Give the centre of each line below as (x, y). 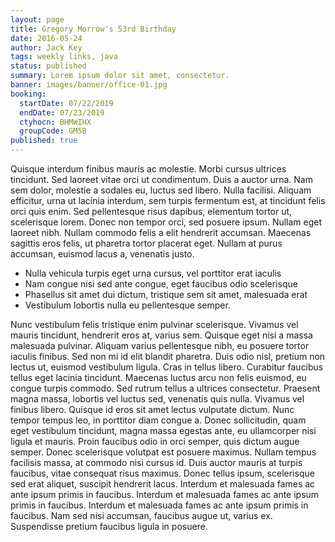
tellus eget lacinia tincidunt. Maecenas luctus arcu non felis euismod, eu (158, 377)
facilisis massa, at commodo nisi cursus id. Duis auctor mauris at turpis (156, 462)
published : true (44, 141)
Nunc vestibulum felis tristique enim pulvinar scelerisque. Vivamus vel (154, 324)
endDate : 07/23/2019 (62, 112)
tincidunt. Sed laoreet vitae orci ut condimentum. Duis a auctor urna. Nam (161, 179)
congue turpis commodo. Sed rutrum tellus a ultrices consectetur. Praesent (165, 388)
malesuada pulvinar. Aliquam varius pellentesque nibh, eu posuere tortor (160, 345)
